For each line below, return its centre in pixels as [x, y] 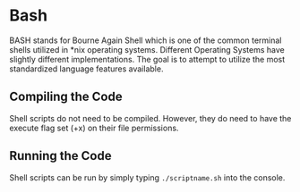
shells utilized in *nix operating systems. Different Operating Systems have [147, 49]
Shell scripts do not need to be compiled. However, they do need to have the [150, 118]
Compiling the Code [66, 97]
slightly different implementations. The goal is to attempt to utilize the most [147, 59]
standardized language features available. [86, 69]
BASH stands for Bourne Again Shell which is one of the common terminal [146, 40]
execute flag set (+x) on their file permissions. [94, 128]
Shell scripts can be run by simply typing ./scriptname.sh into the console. [147, 177]
